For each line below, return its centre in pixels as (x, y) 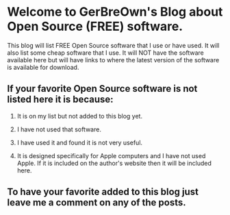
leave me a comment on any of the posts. (97, 203)
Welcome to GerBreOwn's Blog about (115, 12)
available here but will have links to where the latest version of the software (113, 60)
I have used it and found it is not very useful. (79, 142)
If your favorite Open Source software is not (102, 89)
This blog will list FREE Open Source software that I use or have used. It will (113, 45)
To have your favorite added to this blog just (103, 192)
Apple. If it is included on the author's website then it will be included (114, 163)
